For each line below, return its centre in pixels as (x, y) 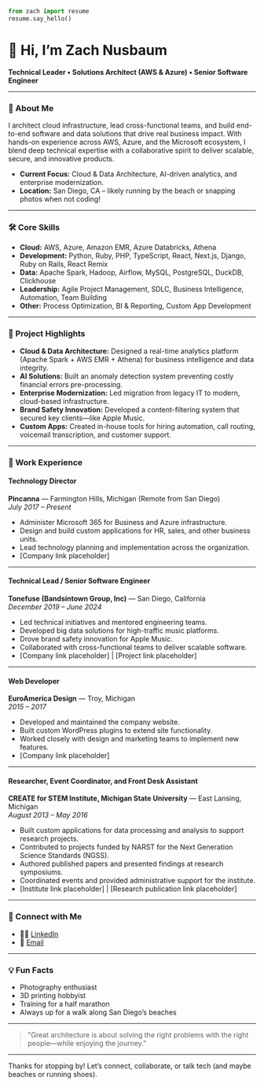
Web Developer (34, 681)
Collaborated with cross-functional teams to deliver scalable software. (133, 647)
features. (34, 747)
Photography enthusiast (58, 987)
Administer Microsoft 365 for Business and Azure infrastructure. (123, 522)
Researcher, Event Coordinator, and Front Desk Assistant (103, 781)
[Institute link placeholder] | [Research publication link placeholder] (128, 889)
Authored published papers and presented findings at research (121, 864)
